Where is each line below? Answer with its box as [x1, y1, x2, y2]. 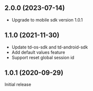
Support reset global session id [11, 54, 74, 60]
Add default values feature [11, 49, 65, 55]
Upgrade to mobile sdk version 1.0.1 [11, 17, 83, 23]
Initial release [4, 82, 31, 88]
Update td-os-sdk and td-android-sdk [11, 44, 88, 50]
